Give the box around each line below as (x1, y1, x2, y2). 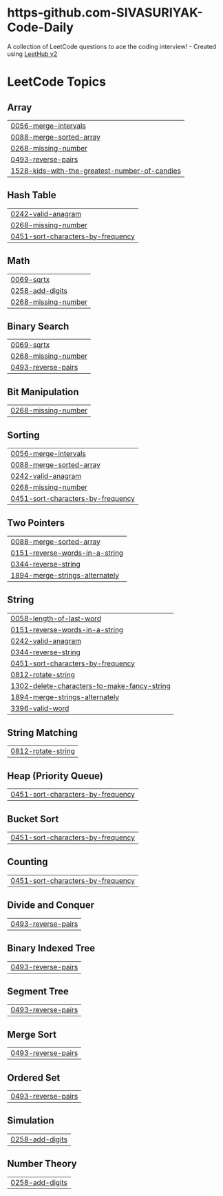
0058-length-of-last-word (10, 614, 102, 623)
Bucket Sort (7, 813, 59, 825)
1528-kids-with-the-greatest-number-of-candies (10, 166, 181, 175)
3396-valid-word (10, 703, 70, 713)
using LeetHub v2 (7, 50, 58, 58)
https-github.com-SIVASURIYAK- (7, 5, 203, 21)
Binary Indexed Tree (7, 942, 96, 954)
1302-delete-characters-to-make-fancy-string (10, 681, 171, 690)
